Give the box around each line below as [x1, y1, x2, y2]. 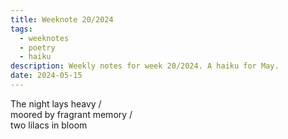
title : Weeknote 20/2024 [10, 14, 114, 25]
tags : [10, 24, 33, 34]
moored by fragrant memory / [10, 108, 133, 120]
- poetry [19, 42, 56, 53]
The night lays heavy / [10, 97, 102, 110]
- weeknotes [19, 33, 70, 43]
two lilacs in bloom [10, 119, 88, 131]
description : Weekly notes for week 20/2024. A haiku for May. [10, 61, 280, 71]
